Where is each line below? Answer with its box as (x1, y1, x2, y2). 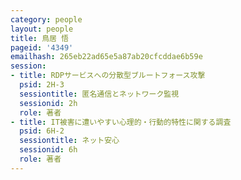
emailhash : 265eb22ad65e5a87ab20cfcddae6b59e (10, 52, 203, 62)
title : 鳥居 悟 (10, 33, 69, 43)
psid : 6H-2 (19, 126, 65, 136)
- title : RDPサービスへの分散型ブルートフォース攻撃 (10, 71, 206, 81)
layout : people (10, 24, 74, 34)
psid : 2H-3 (19, 80, 65, 90)
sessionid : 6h (19, 145, 78, 155)
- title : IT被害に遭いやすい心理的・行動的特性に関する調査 (10, 117, 232, 127)
